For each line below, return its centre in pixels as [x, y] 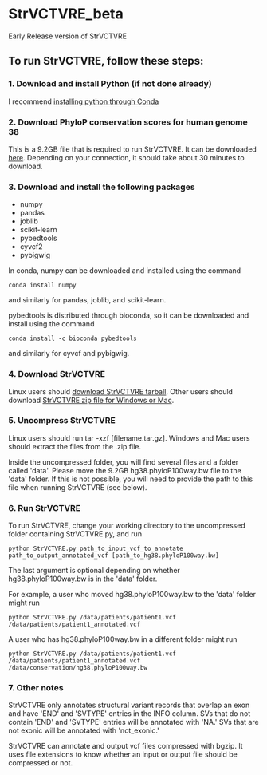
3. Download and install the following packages [102, 187]
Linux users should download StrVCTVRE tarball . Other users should [121, 391]
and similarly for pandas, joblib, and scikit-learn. [87, 300]
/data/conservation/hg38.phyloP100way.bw [78, 668]
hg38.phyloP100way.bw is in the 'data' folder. [83, 579]
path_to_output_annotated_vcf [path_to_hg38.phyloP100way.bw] [114, 556]
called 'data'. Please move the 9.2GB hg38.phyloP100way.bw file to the [125, 470]
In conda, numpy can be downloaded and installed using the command [125, 271]
